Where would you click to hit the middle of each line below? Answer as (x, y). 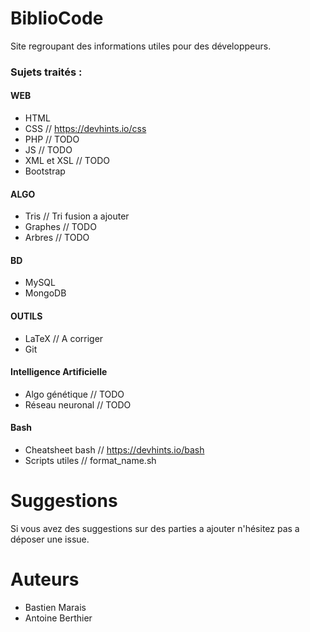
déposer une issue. (50, 539)
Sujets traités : (46, 72)
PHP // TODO (52, 139)
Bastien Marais (55, 607)
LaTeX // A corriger (64, 338)
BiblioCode (57, 18)
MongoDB (45, 293)
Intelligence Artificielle (59, 372)
